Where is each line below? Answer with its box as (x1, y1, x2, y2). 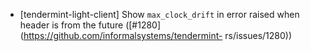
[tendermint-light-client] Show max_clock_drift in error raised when (19, 9, 300, 20)
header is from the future (19, 19, 124, 31)
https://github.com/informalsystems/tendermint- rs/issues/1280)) (23, 30, 293, 41)
